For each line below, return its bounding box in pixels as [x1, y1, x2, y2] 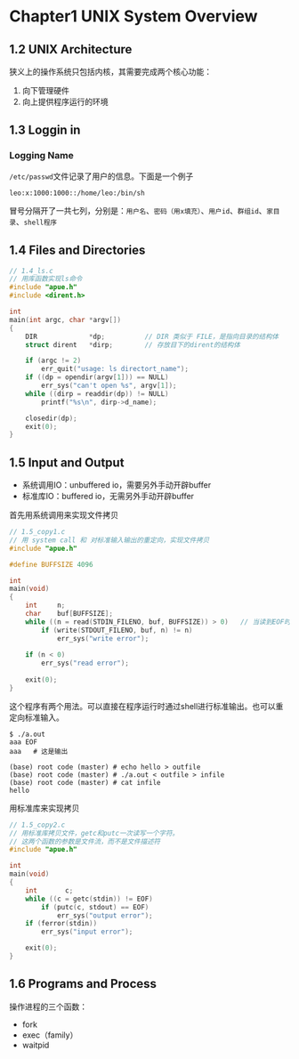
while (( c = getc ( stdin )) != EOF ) [25, 894, 153, 903]
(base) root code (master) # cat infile [9, 778, 162, 787]
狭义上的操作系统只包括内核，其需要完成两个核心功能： [9, 67, 212, 77]
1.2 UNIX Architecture [9, 42, 133, 57]
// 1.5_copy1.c [9, 528, 66, 537]
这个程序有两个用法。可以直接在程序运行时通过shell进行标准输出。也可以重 [9, 700, 284, 711]
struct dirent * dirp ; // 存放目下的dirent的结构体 [25, 340, 240, 349]
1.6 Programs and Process [9, 976, 158, 991]
